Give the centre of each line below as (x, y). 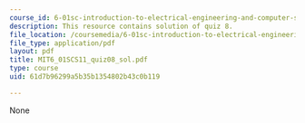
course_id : (30, 18)
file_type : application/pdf (63, 43)
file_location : (38, 34)
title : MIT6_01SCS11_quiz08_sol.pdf (79, 60)
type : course (34, 69)
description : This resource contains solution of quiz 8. (121, 26)
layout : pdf (32, 52)
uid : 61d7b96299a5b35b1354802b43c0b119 (85, 77)
